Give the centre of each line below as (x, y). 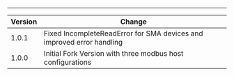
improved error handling (84, 42)
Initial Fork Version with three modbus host (114, 53)
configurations (68, 62)
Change (134, 22)
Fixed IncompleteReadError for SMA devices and (124, 33)
